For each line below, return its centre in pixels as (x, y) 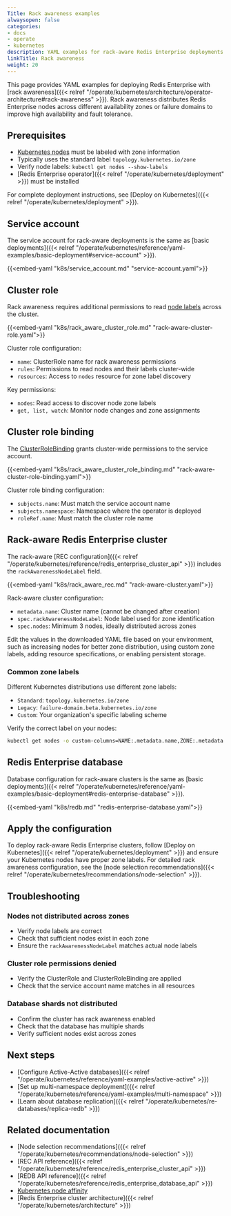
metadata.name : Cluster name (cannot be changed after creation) (108, 611)
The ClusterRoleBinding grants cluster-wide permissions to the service (108, 449)
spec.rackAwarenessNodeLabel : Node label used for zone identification (116, 618)
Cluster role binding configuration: (56, 490)
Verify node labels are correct (59, 931)
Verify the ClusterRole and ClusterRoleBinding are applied (99, 979)
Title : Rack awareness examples (53, 13)
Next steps (31, 1056)
